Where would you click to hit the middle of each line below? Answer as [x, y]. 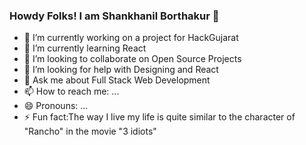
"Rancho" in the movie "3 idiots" [90, 131]
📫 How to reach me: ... [71, 91]
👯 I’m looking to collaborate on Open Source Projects [132, 59]
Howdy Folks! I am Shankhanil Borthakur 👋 [114, 16]
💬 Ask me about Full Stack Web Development [117, 80]
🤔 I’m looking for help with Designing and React [121, 70]
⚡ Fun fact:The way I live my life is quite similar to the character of [159, 117]
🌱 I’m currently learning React [85, 48]
